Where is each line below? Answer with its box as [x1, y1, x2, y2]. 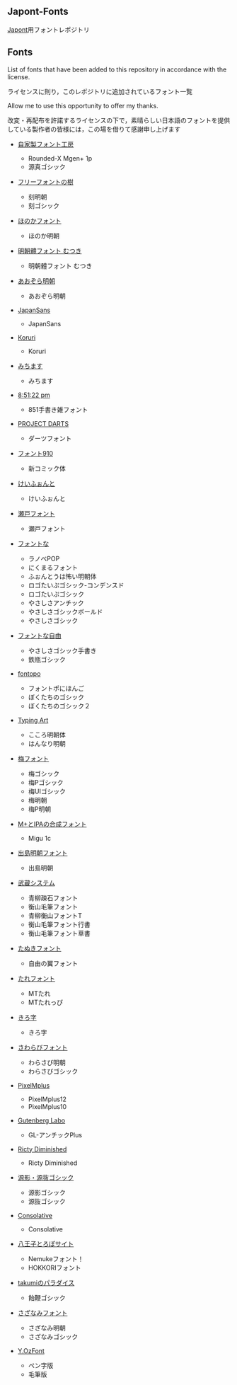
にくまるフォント [28, 563, 79, 572]
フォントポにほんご [28, 684, 85, 692]
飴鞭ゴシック [28, 1293, 66, 1301]
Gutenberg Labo [17, 1116, 66, 1125]
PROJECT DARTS [17, 419, 69, 427]
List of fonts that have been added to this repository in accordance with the [7, 65, 227, 74]
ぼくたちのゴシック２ [28, 701, 91, 710]
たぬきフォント [17, 944, 62, 953]
